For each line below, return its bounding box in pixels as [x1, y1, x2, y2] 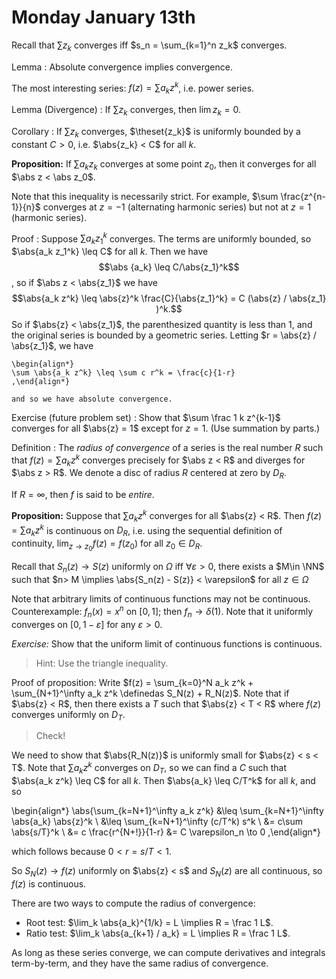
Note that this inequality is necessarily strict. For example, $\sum [11, 190, 279, 202]
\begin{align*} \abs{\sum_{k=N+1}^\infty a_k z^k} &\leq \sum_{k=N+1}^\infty [11, 804, 324, 816]
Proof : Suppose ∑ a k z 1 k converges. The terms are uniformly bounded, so [11, 231, 312, 247]
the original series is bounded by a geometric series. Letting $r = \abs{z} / [11, 329, 317, 341]
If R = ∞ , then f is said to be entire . [11, 489, 155, 501]
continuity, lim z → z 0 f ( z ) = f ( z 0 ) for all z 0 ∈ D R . [11, 537, 203, 553]
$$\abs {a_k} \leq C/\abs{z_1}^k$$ [98, 261, 240, 273]
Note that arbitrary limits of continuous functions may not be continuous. [11, 593, 311, 605]
